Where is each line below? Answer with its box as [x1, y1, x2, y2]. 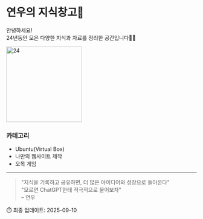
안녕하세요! [6, 27, 33, 34]
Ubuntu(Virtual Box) [14, 145, 65, 153]
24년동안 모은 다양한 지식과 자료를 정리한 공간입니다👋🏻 [6, 34, 136, 41]
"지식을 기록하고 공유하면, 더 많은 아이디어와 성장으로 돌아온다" [21, 179, 170, 186]
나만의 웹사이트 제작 [14, 153, 62, 160]
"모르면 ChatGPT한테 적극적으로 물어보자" [21, 186, 122, 194]
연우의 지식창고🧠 [6, 5, 85, 19]
